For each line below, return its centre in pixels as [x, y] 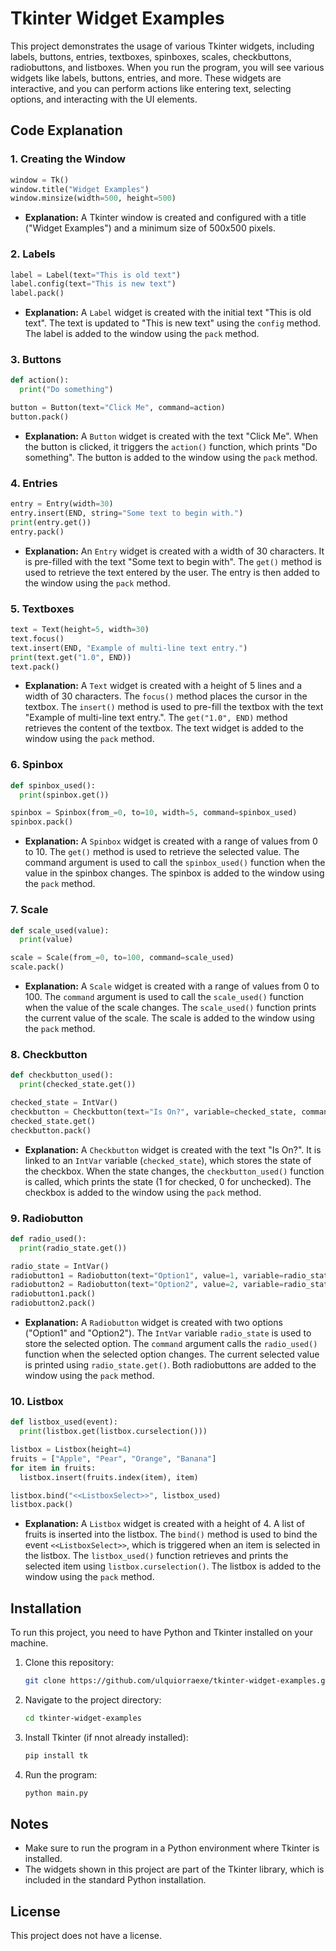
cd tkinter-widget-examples [83, 1718]
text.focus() [37, 638]
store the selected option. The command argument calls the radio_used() [171, 1343]
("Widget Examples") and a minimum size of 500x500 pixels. [150, 228]
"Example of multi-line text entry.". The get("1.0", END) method [156, 718]
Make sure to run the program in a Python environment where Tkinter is [172, 1848]
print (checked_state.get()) [78, 1085]
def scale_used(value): [60, 930]
